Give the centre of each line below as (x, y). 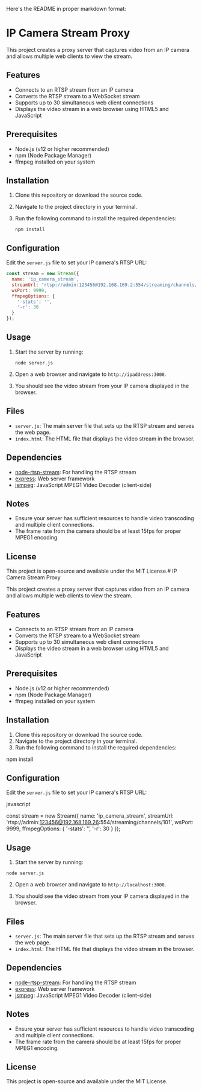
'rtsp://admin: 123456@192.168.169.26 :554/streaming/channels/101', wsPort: (100, 822)
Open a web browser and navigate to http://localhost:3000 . (90, 885)
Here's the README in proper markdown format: (66, 9)
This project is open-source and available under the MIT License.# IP (92, 571)
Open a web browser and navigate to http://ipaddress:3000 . (90, 374)
